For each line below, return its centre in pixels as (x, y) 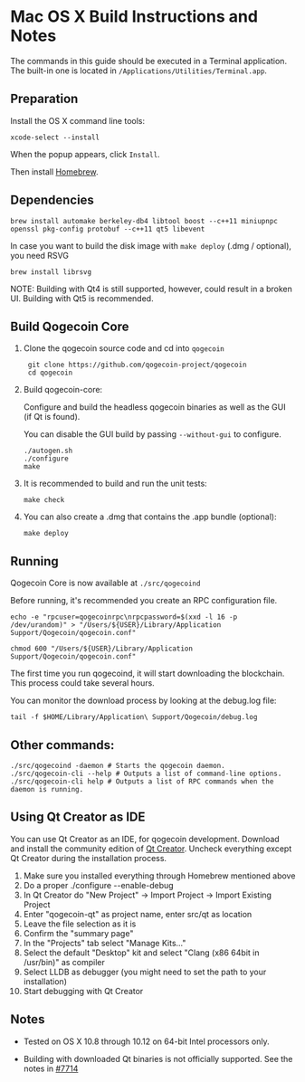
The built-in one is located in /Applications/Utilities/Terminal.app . (139, 71)
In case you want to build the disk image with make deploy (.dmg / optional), (151, 245)
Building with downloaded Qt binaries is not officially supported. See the (158, 1058)
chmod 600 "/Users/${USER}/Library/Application (102, 649)
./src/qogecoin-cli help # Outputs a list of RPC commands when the (142, 782)
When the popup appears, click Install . (86, 154)
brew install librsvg (51, 272)
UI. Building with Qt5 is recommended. (82, 298)
